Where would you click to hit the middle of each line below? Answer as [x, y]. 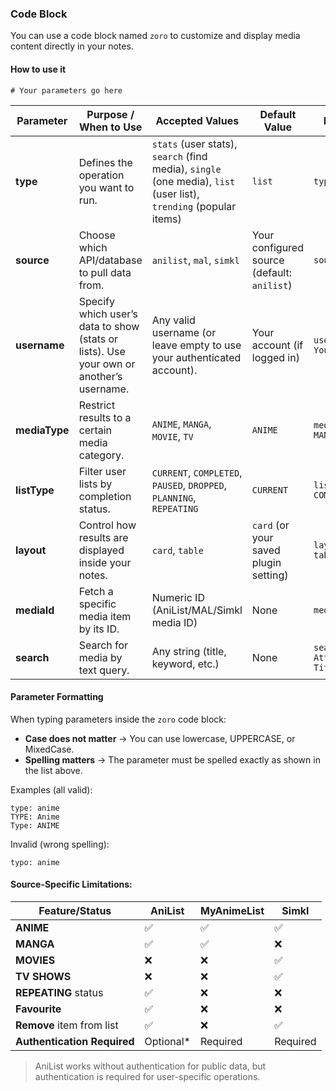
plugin [266, 562]
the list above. [53, 770]
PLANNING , [174, 497]
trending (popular [194, 206]
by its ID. [99, 629]
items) [166, 219]
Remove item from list [67, 1025]
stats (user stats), [194, 144]
